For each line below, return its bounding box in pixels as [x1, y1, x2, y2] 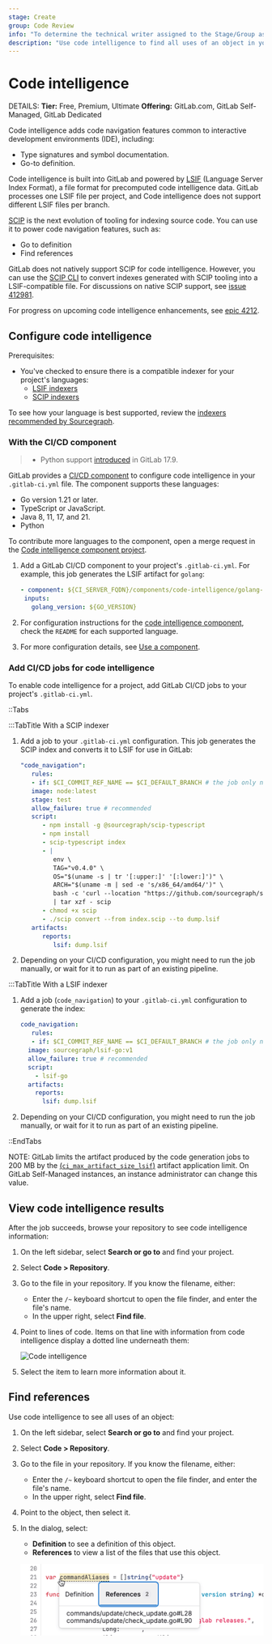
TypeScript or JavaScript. [19, 503, 106, 513]
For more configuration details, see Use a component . [19, 642, 201, 652]
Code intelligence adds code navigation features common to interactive [8, 125, 247, 135]
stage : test [31, 796, 72, 804]
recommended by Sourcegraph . [8, 417, 115, 426]
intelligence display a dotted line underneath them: [19, 1336, 190, 1345]
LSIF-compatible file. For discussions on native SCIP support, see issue [8, 282, 247, 291]
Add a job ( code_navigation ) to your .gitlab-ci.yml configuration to [19, 996, 248, 1005]
